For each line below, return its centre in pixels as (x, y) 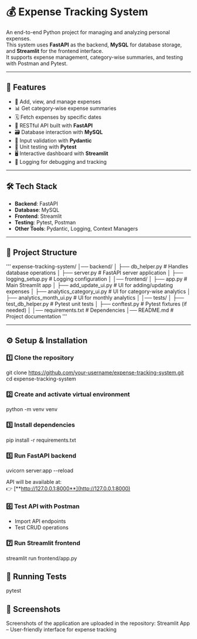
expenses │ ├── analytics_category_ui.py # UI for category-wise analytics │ (98, 291)
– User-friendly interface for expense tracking (61, 630)
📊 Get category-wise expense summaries (65, 108)
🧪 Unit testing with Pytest (45, 147)
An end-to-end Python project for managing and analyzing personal (88, 32)
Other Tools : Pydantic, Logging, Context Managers (76, 228)
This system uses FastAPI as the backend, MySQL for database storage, (94, 45)
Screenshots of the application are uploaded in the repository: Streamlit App (98, 623)
